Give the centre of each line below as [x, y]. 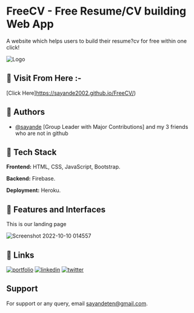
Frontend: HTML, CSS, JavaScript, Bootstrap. [63, 167]
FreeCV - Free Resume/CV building [96, 11]
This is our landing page [36, 224]
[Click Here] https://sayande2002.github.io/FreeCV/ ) [71, 93]
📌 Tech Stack [32, 152]
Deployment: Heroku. [34, 190]
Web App [30, 24]
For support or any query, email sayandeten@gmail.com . [77, 303]
